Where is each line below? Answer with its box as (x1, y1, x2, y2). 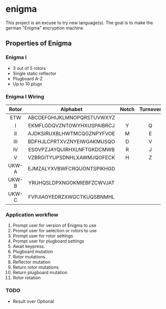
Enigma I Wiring (5, 93, 44, 100)
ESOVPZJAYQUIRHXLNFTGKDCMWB (28, 146, 115, 153)
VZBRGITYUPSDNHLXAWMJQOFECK (28, 154, 115, 161)
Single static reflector (12, 70, 57, 76)
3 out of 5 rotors (12, 65, 46, 71)
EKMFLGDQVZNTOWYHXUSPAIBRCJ (28, 122, 115, 129)
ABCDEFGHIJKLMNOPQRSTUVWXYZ (27, 114, 115, 121)
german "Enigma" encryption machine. (5, 25, 85, 31)
